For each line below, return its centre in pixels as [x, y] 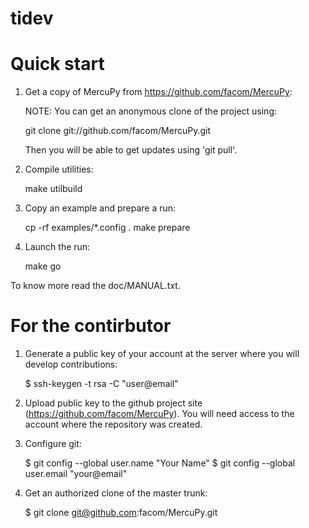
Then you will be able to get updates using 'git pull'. [131, 150]
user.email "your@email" [76, 474]
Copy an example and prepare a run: [100, 208]
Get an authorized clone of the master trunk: [116, 493]
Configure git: [53, 444]
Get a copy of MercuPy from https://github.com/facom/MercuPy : [158, 92]
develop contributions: [71, 364]
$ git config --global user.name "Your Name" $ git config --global [160, 463]
